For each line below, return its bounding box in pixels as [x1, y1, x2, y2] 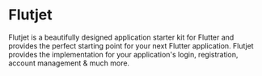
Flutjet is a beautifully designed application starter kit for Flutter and [8, 32, 235, 42]
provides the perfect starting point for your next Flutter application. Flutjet [8, 40, 254, 50]
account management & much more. [8, 58, 130, 68]
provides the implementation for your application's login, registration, [8, 49, 239, 59]
